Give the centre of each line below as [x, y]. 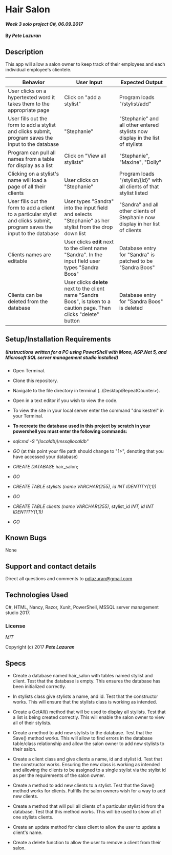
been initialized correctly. [39, 687]
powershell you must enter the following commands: [70, 431]
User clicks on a [27, 91]
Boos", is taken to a [87, 301]
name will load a [27, 180]
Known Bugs [26, 538]
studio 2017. [18, 613]
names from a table [31, 159]
